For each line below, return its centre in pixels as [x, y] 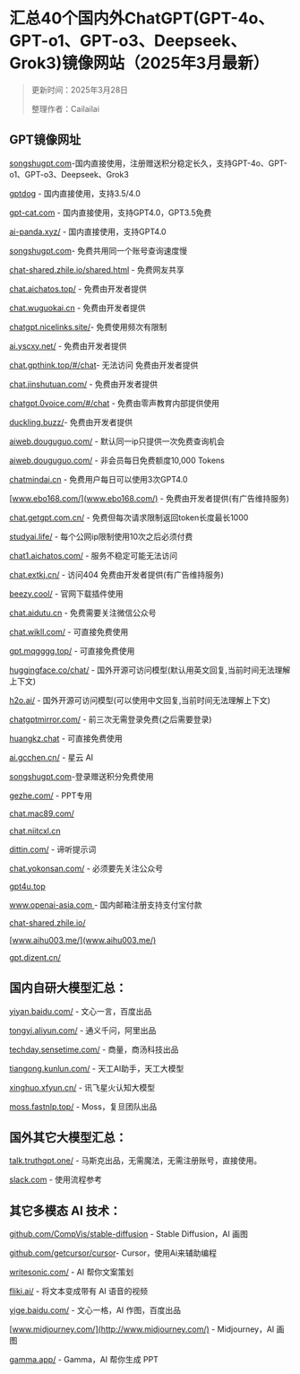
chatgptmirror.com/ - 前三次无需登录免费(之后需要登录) [111, 719]
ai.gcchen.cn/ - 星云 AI [51, 757]
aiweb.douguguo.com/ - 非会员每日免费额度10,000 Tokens [117, 460]
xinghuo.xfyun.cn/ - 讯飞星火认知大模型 [82, 1087]
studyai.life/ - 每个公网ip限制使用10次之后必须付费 [101, 536]
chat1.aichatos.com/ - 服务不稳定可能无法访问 [94, 555]
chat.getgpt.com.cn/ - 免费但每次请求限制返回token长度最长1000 [129, 517]
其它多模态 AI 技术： [65, 1210]
